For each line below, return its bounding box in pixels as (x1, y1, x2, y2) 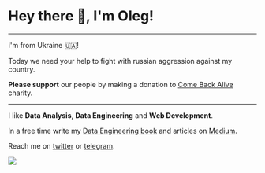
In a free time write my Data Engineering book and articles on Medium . (8, 126, 238, 135)
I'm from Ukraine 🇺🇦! (8, 40, 79, 50)
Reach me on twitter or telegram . (8, 141, 115, 150)
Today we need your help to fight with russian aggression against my (8, 56, 233, 65)
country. (8, 64, 35, 74)
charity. (8, 88, 33, 98)
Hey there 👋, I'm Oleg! (8, 7, 155, 25)
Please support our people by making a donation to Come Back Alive (8, 79, 234, 89)
